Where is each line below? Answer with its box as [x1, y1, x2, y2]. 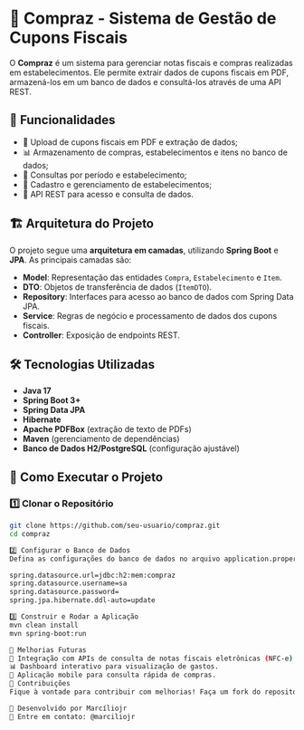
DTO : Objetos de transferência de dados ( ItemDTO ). [22, 281, 213, 293]
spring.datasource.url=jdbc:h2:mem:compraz [9, 571, 176, 580]
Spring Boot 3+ [22, 395, 81, 406]
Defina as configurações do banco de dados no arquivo [9, 554, 221, 563]
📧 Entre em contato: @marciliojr [9, 712, 136, 721]
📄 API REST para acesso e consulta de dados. [22, 188, 195, 199]
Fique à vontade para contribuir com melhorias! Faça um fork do [9, 687, 261, 696]
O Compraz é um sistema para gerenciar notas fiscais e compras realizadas [9, 57, 293, 68]
